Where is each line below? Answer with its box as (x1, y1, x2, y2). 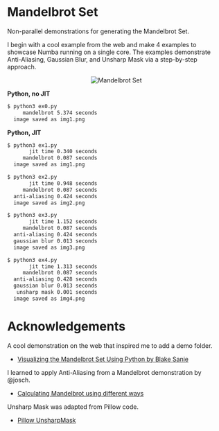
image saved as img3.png (13, 244, 85, 251)
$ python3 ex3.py (7, 212, 58, 219)
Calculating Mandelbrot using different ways (17, 389, 144, 397)
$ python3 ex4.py (7, 256, 58, 263)
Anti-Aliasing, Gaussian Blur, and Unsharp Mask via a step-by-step (7, 55, 198, 63)
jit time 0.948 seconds (28, 179, 98, 187)
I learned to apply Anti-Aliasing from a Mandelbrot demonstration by (7, 368, 202, 376)
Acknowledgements (7, 319, 126, 334)
